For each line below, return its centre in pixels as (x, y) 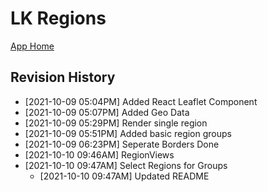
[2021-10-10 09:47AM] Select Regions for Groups (126, 165)
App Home (32, 46)
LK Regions (58, 18)
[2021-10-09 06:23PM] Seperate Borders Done (122, 144)
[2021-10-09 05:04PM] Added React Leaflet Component (141, 101)
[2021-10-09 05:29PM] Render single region (116, 123)
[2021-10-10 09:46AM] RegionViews (99, 154)
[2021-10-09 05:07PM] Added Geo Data (107, 112)
